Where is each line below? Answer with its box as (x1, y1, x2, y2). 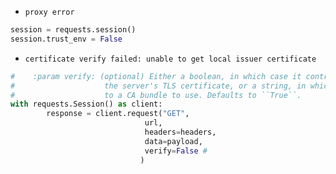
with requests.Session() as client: (10, 99, 163, 110)
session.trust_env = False (10, 34, 123, 44)
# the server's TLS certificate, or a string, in (10, 81, 307, 91)
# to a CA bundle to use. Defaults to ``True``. (10, 90, 302, 100)
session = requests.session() (10, 25, 137, 35)
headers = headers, (144, 127, 217, 137)
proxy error (24, 7, 75, 17)
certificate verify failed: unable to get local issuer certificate (24, 54, 317, 64)
